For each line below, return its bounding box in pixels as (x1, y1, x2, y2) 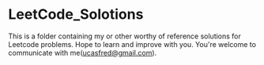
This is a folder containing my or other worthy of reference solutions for (8, 31, 241, 41)
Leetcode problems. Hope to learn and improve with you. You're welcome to (8, 39, 257, 49)
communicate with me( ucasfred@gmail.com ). (8, 48, 157, 57)
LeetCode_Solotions (8, 5, 144, 23)
